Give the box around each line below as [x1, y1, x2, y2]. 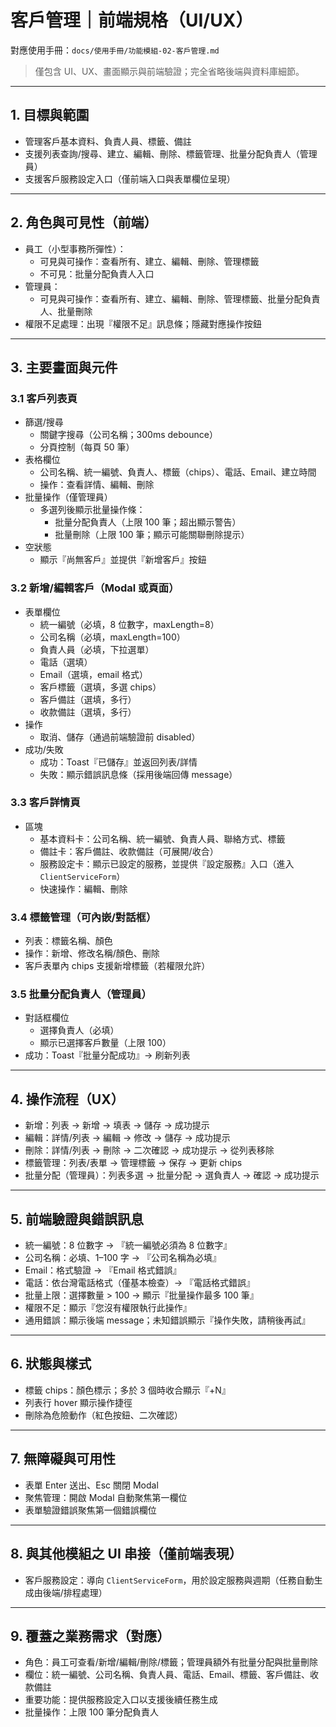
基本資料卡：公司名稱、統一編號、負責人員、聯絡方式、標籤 [39, 832, 286, 845]
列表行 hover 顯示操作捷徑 [24, 1396, 133, 1408]
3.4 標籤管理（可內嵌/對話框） [10, 910, 157, 924]
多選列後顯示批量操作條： [39, 504, 146, 516]
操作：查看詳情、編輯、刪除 [39, 479, 155, 491]
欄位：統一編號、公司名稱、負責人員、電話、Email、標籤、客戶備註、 [24, 1669, 311, 1681]
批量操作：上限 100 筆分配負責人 [24, 1706, 160, 1718]
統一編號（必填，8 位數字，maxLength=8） [39, 618, 220, 630]
